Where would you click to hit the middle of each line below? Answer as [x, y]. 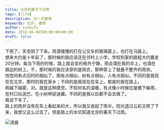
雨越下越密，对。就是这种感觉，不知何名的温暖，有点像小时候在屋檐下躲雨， [82, 88]
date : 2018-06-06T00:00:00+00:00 [39, 32]
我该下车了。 [18, 100]
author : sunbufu [21, 28]
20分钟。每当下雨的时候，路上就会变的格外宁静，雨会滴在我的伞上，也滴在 [81, 63]
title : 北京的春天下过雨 [27, 9]
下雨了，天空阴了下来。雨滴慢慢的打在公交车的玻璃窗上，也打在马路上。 [78, 51]
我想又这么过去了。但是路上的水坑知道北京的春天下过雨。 [71, 112]
